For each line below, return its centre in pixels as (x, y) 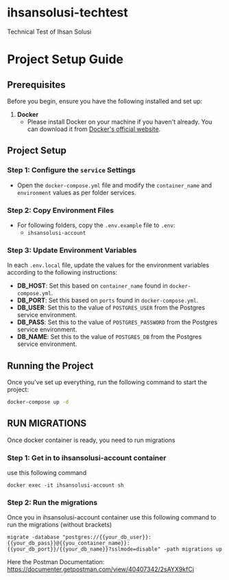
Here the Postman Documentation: (56, 562)
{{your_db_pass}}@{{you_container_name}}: (69, 544)
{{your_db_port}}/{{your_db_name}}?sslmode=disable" (84, 549)
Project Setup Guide (65, 59)
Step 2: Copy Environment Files (61, 210)
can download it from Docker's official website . (94, 129)
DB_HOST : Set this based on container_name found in (92, 286)
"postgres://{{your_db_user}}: (107, 537)
